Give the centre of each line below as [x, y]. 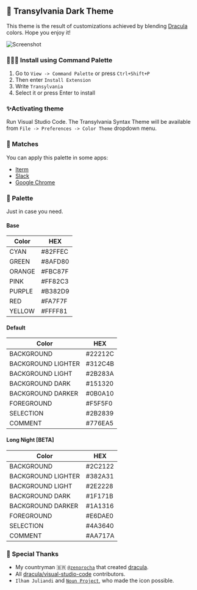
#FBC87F [55, 272]
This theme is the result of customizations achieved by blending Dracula [97, 26]
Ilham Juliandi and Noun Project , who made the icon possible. [95, 580]
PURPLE [21, 292]
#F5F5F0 [99, 403]
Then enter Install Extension [53, 80]
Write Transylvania [39, 87]
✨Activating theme [35, 109]
